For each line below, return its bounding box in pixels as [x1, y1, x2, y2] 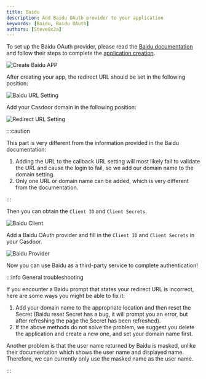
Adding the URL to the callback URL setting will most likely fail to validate [15, 158, 200, 165]
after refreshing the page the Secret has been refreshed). [15, 317, 161, 324]
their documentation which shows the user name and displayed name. [6, 348, 184, 356]
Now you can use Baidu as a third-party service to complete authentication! [6, 262, 199, 269]
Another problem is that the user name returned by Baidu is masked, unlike [6, 342, 196, 350]
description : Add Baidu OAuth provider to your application [6, 15, 164, 21]
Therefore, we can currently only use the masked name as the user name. [6, 355, 194, 362]
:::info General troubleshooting [6, 274, 84, 281]
